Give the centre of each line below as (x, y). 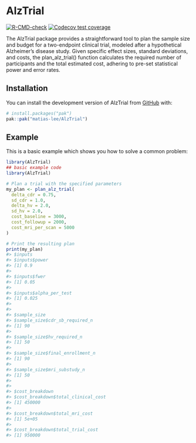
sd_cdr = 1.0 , (28, 200)
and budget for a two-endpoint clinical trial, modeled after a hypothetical (94, 45)
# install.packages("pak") (39, 113)
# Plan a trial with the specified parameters (64, 184)
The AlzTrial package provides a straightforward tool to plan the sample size (98, 38)
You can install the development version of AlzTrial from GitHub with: (89, 103)
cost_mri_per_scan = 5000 (43, 227)
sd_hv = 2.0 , (27, 211)
